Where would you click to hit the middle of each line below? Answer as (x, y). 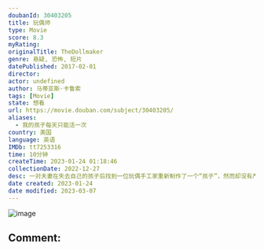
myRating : (24, 45)
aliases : (22, 118)
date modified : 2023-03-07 (52, 191)
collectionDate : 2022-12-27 (54, 169)
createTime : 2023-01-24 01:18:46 (63, 162)
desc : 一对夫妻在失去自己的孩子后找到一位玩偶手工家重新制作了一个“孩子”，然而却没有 (130, 176)
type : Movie (27, 30)
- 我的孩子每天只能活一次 (51, 125)
